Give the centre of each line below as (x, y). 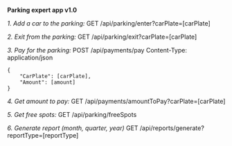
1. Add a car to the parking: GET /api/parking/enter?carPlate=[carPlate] (109, 23)
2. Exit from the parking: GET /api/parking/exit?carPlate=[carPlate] (102, 37)
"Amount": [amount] (48, 82)
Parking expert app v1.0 (42, 10)
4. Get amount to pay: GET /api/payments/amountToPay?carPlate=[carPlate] (116, 101)
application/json (30, 57)
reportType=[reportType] (43, 135)
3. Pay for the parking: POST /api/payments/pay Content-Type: (97, 50)
